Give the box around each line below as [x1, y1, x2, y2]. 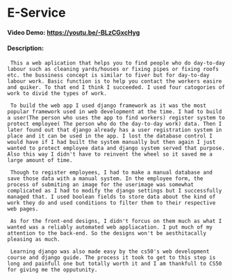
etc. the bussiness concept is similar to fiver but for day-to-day [7, 72, 210, 79]
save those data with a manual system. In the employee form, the [7, 175, 204, 182]
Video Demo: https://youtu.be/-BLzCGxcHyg [7, 28, 140, 36]
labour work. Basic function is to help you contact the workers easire [7, 78, 222, 85]
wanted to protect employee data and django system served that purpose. [7, 145, 226, 151]
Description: [7, 44, 44, 53]
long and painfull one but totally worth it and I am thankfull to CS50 [7, 260, 222, 267]
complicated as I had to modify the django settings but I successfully [7, 187, 222, 194]
